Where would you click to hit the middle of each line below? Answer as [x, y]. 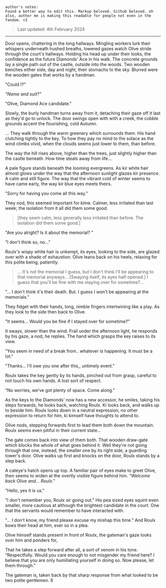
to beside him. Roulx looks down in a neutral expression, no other [72, 410]
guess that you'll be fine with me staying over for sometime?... [81, 282]
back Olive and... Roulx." [30, 481]
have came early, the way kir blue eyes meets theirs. [59, 184]
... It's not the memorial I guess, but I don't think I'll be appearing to [85, 272]
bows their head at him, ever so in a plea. [47, 525]
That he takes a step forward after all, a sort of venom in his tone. [72, 550]
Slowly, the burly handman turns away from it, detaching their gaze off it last [83, 113]
